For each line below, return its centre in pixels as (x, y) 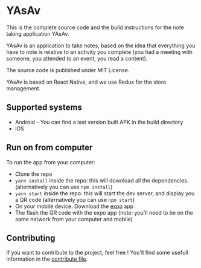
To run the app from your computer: (51, 162)
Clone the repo (33, 174)
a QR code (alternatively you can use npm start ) (75, 199)
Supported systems (44, 108)
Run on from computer (49, 148)
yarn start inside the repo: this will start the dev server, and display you (105, 193)
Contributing (31, 238)
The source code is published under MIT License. (68, 70)
